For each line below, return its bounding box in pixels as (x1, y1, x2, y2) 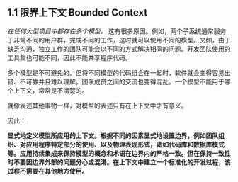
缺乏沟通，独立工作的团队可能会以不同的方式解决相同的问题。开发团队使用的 (7, 45, 231, 53)
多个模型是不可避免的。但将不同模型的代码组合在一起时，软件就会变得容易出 (7, 68, 231, 76)
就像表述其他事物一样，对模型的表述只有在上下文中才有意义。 (7, 101, 188, 110)
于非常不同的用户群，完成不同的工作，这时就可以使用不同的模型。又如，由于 (7, 35, 231, 44)
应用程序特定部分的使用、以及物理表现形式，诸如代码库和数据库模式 (25, 140, 225, 149)
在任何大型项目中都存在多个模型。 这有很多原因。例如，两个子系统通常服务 (7, 27, 227, 35)
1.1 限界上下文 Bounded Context (7, 6, 148, 19)
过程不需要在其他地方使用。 (7, 166, 89, 175)
